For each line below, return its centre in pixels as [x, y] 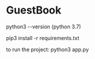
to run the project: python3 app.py [48, 49]
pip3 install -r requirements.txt [43, 38]
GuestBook [34, 10]
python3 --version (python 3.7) [43, 27]
